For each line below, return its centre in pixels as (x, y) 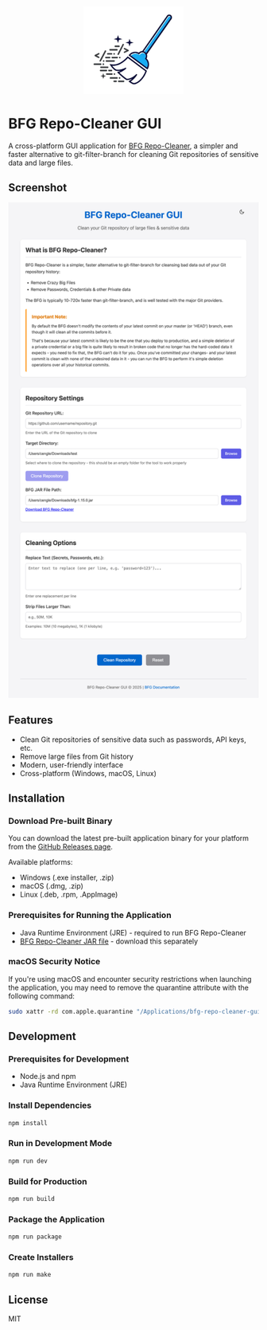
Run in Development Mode (60, 1144)
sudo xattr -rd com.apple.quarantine (71, 1011)
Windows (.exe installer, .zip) (67, 877)
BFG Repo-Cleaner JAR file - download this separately (109, 941)
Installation (37, 798)
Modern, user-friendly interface (72, 765)
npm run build (32, 1199)
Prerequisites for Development (69, 1059)
